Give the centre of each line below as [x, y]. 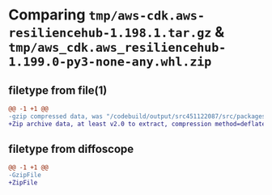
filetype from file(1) [58, 90]
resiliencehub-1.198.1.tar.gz [110, 34]
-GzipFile [25, 176]
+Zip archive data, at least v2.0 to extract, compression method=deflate [137, 124]
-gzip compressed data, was [56, 116]
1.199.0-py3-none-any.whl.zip [110, 62]
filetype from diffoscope [71, 149]
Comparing [47, 15]
